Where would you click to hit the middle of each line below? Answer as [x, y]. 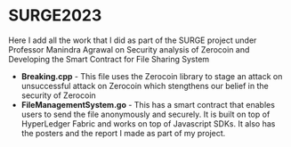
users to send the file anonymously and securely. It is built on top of [145, 114]
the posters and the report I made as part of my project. [123, 133]
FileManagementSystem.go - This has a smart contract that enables [148, 104]
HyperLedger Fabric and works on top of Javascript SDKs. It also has [148, 123]
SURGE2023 [55, 16]
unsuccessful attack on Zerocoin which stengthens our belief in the [145, 86]
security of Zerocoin [59, 95]
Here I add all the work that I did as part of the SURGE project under [133, 40]
